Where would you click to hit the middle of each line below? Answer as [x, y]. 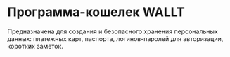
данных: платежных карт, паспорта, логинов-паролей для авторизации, [115, 38]
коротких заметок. [35, 46]
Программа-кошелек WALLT [96, 12]
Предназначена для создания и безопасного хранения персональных [113, 31]
